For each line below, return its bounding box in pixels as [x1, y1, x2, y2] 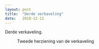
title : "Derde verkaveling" [5, 12, 64, 16]
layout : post [5, 7, 31, 12]
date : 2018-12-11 [5, 16, 44, 21]
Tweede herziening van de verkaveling [17, 38, 94, 44]
